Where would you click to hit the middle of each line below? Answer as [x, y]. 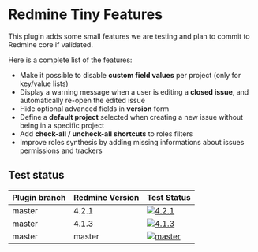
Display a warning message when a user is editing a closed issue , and [134, 91]
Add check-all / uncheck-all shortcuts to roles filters [106, 133]
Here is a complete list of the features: [70, 60]
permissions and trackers [61, 150]
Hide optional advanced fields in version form [94, 109]
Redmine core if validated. [50, 44]
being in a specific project [62, 125]
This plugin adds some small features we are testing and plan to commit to [129, 36]
